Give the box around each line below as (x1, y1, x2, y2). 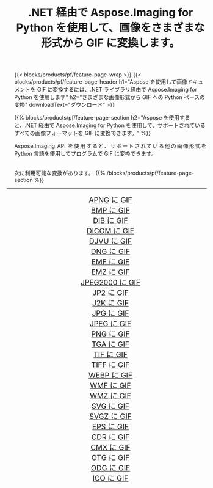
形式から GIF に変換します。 (41, 36, 180, 50)
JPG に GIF (92, 309, 129, 318)
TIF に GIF (93, 350, 128, 360)
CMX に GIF (90, 443, 131, 453)
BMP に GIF (91, 206, 130, 216)
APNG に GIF (88, 195, 132, 205)
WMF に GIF (90, 381, 131, 391)
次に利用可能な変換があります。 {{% (14, 169, 106, 177)
